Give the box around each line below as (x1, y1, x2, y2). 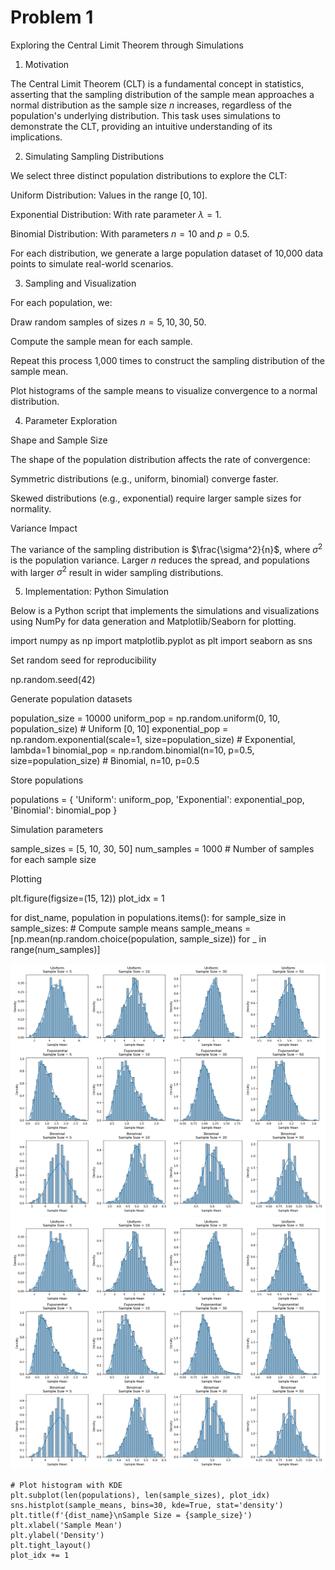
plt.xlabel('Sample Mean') (10, 1521, 123, 1531)
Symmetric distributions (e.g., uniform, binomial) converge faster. (10, 472, 279, 485)
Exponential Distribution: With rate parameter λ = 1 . (10, 208, 222, 220)
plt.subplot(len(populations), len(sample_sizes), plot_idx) (10, 1491, 271, 1501)
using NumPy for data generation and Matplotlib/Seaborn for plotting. (10, 616, 297, 628)
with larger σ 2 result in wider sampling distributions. (10, 564, 224, 578)
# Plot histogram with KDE (10, 1481, 123, 1491)
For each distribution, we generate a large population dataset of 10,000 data (10, 247, 324, 259)
